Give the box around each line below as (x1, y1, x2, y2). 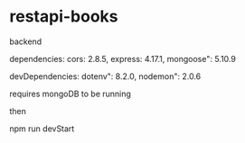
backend (9, 36, 42, 47)
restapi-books (9, 6, 118, 27)
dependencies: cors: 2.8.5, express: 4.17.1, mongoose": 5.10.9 (9, 53, 237, 64)
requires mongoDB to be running (9, 88, 131, 99)
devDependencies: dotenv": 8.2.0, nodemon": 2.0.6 (9, 70, 202, 82)
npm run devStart (9, 123, 75, 134)
